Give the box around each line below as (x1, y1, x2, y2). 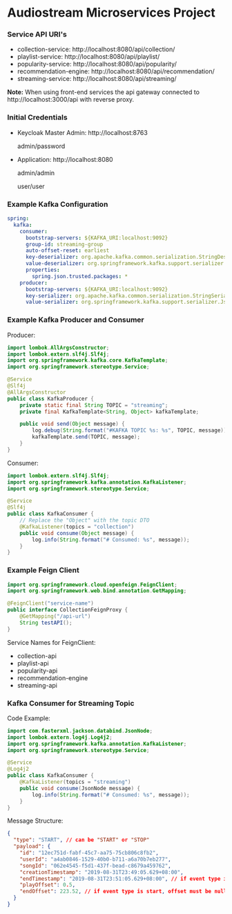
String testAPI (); (19, 619, 72, 626)
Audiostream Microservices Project (7, 5, 215, 21)
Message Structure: (7, 816, 64, 825)
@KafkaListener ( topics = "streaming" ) (19, 778, 131, 786)
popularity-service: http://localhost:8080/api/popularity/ (17, 60, 177, 68)
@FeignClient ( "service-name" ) (7, 600, 95, 607)
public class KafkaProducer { (7, 395, 95, 402)
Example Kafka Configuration (7, 199, 108, 209)
